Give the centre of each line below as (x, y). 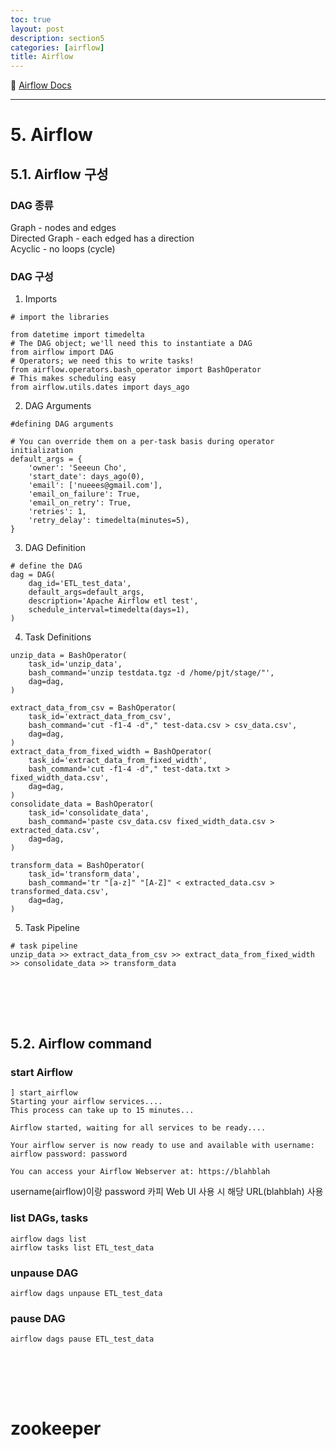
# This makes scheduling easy (73, 379)
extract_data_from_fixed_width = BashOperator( (111, 752)
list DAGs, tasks (49, 1218)
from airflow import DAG (62, 352)
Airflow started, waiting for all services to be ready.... (138, 1128)
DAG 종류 (32, 205)
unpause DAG (44, 1273)
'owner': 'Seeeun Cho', (78, 468)
